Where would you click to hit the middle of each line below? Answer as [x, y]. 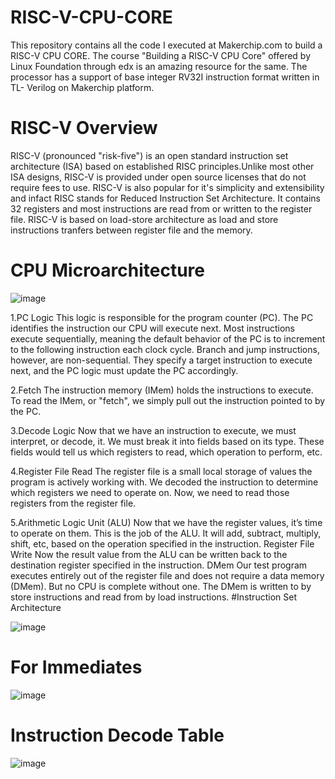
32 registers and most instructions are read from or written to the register [161, 208]
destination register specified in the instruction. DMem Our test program [159, 565]
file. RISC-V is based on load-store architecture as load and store [144, 219]
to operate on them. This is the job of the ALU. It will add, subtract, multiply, [166, 533]
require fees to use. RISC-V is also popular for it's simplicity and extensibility [167, 187]
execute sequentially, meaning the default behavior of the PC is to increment [168, 338]
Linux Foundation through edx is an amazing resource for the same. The [159, 66]
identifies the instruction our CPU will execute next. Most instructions [153, 328]
